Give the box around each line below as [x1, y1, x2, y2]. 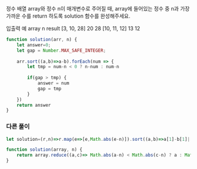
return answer [16, 102, 51, 108]
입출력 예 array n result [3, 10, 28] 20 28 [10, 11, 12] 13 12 [6, 25, 141, 32]
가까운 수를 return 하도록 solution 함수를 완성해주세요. [6, 12, 131, 19]
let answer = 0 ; [16, 42, 51, 48]
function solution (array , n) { [6, 147, 83, 153]
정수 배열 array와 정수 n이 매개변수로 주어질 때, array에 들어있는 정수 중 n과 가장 [6, 5, 190, 12]
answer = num [37, 80, 69, 86]
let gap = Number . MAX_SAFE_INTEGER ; [16, 48, 107, 53]
